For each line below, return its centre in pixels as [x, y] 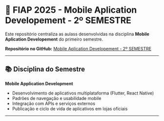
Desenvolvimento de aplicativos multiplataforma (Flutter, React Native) [83, 93]
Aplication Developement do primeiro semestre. [54, 39]
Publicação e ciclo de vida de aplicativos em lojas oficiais [70, 109]
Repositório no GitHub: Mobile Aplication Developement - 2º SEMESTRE [78, 48]
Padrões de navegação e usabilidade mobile [57, 98]
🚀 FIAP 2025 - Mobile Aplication [71, 10]
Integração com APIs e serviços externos [53, 103]
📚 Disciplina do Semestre [45, 69]
